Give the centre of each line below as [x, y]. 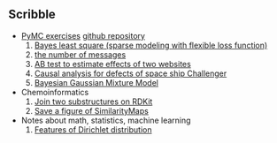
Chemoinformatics [55, 92]
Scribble [32, 15]
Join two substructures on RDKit [93, 102]
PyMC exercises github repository [83, 35]
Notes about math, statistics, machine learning [106, 120]
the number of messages [80, 54]
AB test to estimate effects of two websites [112, 64]
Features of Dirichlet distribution [93, 129]
